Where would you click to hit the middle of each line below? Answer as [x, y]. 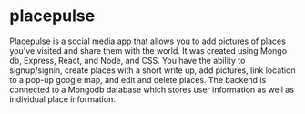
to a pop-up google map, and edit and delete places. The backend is [138, 79]
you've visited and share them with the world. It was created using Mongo [148, 50]
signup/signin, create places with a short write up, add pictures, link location [152, 70]
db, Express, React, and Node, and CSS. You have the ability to [127, 60]
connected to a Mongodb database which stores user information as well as [152, 89]
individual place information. [62, 99]
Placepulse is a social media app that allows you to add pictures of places [148, 41]
